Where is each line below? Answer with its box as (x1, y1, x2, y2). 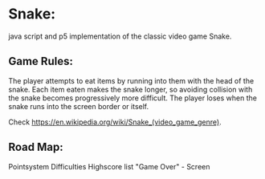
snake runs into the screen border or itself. (8, 101, 149, 111)
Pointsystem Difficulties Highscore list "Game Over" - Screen (8, 161, 210, 171)
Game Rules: (8, 55, 74, 68)
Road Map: (8, 140, 64, 154)
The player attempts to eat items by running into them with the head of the (8, 75, 255, 85)
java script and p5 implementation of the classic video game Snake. (8, 31, 232, 41)
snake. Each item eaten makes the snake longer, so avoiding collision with (8, 84, 253, 94)
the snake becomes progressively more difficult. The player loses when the (8, 93, 257, 103)
